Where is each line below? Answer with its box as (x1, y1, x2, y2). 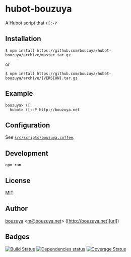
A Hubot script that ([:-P (5, 20, 57, 26)
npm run (5, 163, 22, 168)
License (5, 176, 31, 185)
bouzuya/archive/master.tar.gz (5, 52, 71, 57)
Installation (5, 34, 41, 43)
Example (5, 89, 33, 98)
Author (5, 204, 28, 213)
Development (5, 149, 49, 158)
